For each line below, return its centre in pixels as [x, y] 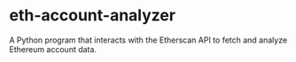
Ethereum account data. [53, 49]
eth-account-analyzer [92, 15]
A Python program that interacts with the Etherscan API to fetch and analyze [148, 40]
